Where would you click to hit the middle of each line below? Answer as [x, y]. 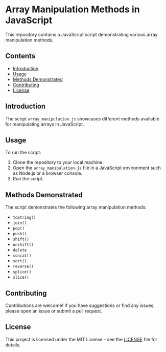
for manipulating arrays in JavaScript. [45, 124]
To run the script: [23, 153]
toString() [24, 218]
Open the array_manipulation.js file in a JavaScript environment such [87, 168]
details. [13, 345]
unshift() [23, 245]
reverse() [23, 267]
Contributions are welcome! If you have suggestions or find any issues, [80, 305]
